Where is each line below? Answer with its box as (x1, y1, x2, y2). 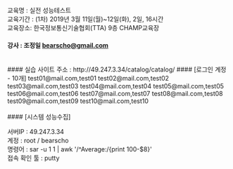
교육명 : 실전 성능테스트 (7, 6, 72, 14)
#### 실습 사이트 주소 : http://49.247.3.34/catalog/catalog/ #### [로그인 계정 (7, 65, 227, 74)
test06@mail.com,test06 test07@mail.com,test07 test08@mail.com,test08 (7, 90, 223, 98)
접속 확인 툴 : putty (7, 154, 60, 163)
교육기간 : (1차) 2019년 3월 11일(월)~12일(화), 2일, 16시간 (7, 15, 164, 23)
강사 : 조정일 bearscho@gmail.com (7, 41, 109, 49)
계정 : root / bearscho (7, 136, 69, 145)
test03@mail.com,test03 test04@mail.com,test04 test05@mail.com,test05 (7, 82, 224, 90)
